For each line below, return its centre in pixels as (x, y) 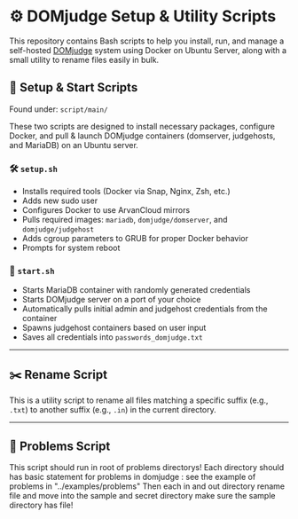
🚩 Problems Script (60, 446)
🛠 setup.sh (33, 169)
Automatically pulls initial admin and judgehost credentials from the (145, 309)
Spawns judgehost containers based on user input (114, 328)
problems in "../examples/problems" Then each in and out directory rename (147, 486)
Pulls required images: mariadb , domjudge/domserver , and (125, 220)
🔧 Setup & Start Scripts (74, 87)
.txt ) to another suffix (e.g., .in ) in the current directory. (113, 410)
